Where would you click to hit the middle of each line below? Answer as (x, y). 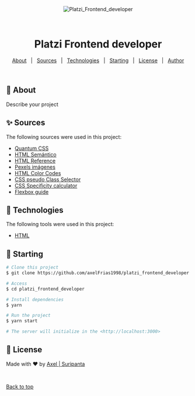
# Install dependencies (35, 299)
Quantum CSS (32, 148)
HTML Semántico (35, 154)
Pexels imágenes (35, 167)
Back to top (20, 387)
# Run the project (28, 316)
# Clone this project (32, 268)
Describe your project (32, 104)
